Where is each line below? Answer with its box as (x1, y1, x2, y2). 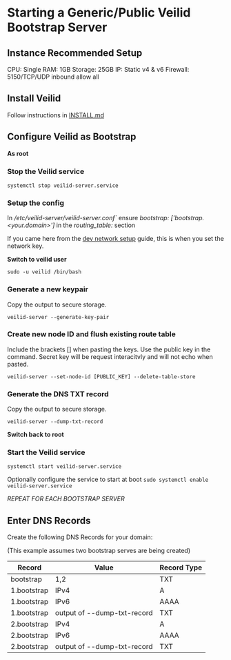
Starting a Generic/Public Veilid (7, 5, 191, 21)
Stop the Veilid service (7, 166, 85, 176)
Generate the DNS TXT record (7, 389, 109, 398)
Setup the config (7, 198, 64, 208)
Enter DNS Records (7, 514, 91, 526)
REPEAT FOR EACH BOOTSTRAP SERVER (7, 495, 125, 503)
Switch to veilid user (7, 255, 67, 264)
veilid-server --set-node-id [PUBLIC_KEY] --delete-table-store (7, 373, 196, 380)
